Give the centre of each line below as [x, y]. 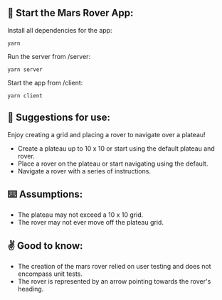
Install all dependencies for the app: [60, 30]
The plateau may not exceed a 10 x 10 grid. [80, 215]
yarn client [25, 96]
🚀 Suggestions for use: [59, 118]
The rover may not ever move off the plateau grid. [90, 223]
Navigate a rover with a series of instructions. [84, 171]
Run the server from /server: [49, 56]
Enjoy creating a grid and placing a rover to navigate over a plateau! [106, 134]
